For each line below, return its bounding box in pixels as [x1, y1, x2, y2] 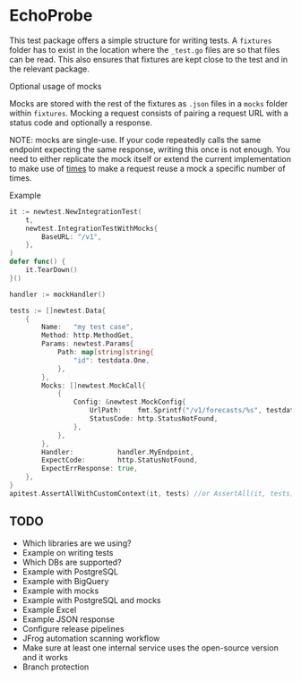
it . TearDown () [25, 266, 78, 275]
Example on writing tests [21, 547, 114, 558]
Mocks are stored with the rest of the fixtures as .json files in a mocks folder [9, 98, 288, 108]
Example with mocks [21, 585, 99, 596]
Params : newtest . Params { [41, 339, 134, 349]
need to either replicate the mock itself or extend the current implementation [9, 153, 291, 164]
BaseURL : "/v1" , [41, 232, 102, 242]
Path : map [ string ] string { [56, 348, 154, 357]
